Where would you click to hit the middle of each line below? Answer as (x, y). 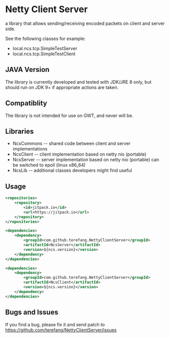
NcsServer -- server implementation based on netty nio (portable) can (86, 160)
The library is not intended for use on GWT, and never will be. (69, 116)
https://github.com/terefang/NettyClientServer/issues (61, 330)
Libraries (19, 131)
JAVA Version (27, 70)
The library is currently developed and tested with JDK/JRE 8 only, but (78, 82)
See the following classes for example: (46, 39)
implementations (30, 149)
